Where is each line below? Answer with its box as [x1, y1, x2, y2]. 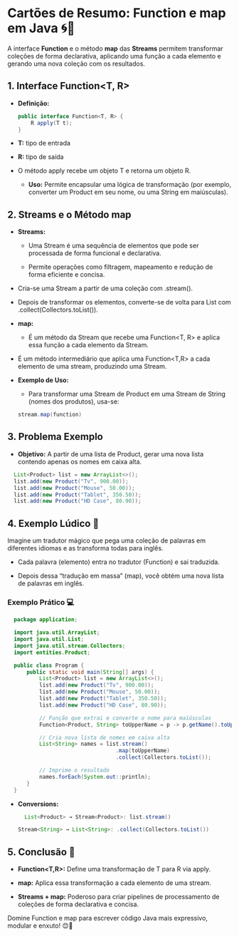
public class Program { [14, 662, 84, 669]
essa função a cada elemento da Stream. [28, 341, 149, 349]
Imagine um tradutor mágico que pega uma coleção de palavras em [7, 536, 206, 545]
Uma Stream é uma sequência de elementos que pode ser [28, 241, 199, 250]
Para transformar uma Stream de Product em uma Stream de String [28, 390, 226, 399]
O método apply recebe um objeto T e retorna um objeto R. [17, 166, 191, 175]
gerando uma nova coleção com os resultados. [7, 59, 146, 68]
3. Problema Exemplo [7, 431, 103, 443]
